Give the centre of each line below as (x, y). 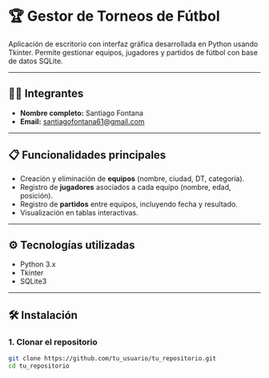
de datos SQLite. (36, 61)
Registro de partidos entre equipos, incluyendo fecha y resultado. (128, 204)
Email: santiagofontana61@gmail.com (82, 121)
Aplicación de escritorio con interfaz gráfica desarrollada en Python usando (133, 44)
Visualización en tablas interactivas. (79, 212)
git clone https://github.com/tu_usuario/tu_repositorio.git (112, 359)
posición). (36, 195)
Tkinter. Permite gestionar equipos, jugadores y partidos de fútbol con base (133, 52)
